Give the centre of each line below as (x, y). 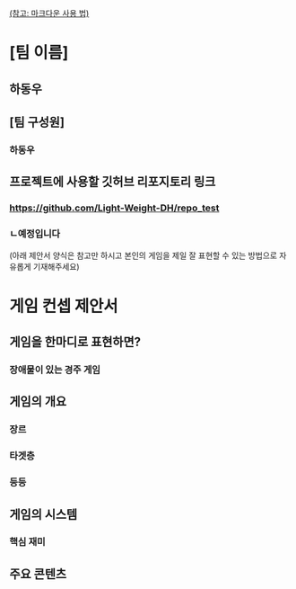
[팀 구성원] (37, 122)
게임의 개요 (38, 402)
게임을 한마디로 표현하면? (75, 342)
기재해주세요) (56, 266)
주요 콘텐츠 (38, 574)
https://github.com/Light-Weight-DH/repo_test (114, 208)
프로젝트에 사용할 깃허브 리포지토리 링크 (113, 182)
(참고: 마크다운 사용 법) (49, 13)
